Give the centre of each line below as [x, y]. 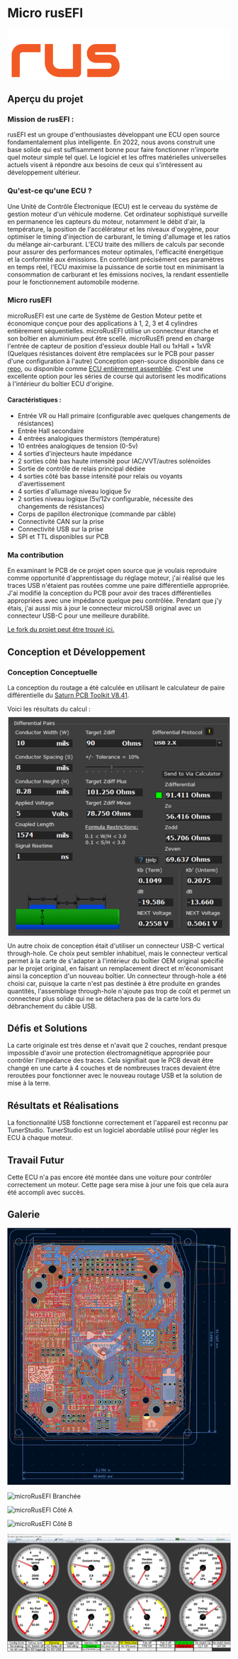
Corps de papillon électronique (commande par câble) [97, 514]
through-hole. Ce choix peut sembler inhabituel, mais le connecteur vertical [118, 953]
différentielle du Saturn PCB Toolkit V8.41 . [68, 695]
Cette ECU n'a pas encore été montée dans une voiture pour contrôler [109, 1177]
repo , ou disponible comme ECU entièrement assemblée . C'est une [106, 368]
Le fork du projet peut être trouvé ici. [61, 630]
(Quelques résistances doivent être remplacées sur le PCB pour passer [111, 353]
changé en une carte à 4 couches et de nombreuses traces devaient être [114, 1068]
